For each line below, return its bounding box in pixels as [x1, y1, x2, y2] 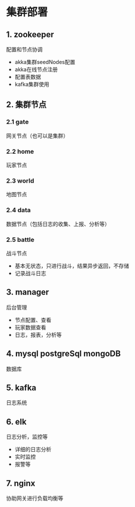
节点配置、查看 [14, 316, 52, 323]
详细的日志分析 [14, 446, 52, 453]
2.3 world [6, 176, 34, 184]
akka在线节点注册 [14, 66, 58, 73]
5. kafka [6, 382, 37, 393]
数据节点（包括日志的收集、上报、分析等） [6, 220, 110, 227]
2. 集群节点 [6, 100, 47, 110]
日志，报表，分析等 [14, 331, 62, 338]
